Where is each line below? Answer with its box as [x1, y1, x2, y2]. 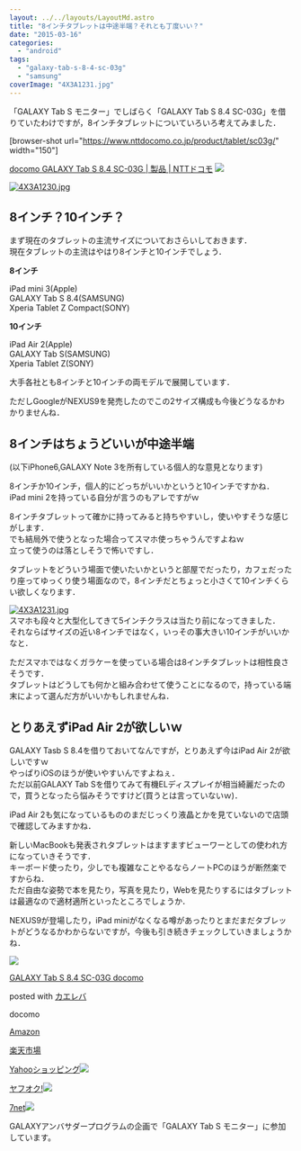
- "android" [17, 47, 63, 56]
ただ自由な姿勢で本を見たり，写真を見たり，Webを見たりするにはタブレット [9, 885, 293, 895]
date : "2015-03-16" [9, 30, 83, 39]
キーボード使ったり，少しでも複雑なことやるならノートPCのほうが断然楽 [9, 862, 279, 873]
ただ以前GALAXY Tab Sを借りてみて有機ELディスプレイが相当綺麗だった [9, 779, 279, 790]
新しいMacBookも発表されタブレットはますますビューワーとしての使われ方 [9, 840, 288, 850]
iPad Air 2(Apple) [9, 339, 74, 350]
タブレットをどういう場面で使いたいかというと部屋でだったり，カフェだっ [9, 564, 285, 575]
